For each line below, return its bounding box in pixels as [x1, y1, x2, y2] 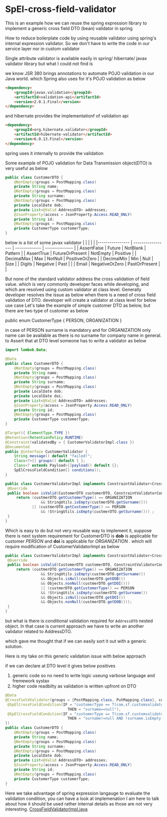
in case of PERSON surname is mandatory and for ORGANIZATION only [5, 327, 151, 333]
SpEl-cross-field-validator [5, 3, 116, 15]
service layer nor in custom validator [5, 45, 80, 51]
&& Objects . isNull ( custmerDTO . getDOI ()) [40, 595, 126, 600]
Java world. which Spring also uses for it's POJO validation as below [5, 75, 146, 81]
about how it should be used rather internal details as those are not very [5, 801, 153, 807]
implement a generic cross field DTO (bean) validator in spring [5, 25, 133, 31]
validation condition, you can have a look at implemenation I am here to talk [5, 796, 160, 802]
